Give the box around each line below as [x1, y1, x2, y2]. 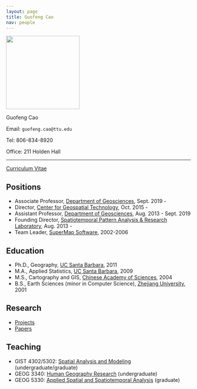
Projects [14, 319, 35, 326]
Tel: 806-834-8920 [6, 137, 53, 144]
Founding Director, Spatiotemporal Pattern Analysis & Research [14, 217, 168, 224]
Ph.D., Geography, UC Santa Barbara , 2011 [14, 262, 117, 268]
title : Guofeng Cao [6, 14, 54, 20]
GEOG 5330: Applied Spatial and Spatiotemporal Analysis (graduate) [14, 376, 181, 383]
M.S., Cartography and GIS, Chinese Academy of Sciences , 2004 [14, 274, 173, 280]
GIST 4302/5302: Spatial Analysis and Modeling [14, 357, 131, 364]
